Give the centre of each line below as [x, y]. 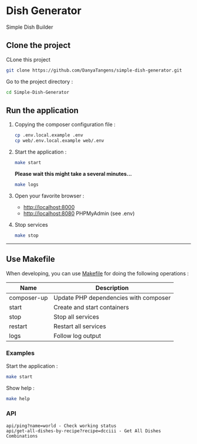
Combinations [22, 436]
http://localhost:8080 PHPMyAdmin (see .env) [79, 213]
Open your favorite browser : [49, 196]
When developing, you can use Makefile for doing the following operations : [98, 273]
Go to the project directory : [40, 81]
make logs [27, 185]
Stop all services [77, 316]
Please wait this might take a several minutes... [73, 173]
